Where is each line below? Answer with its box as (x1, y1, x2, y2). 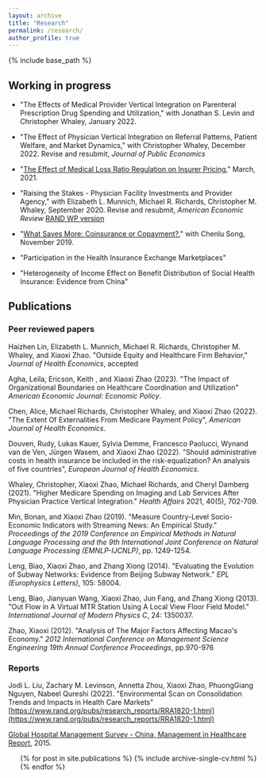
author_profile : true (8, 33, 80, 42)
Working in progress (8, 79, 111, 92)
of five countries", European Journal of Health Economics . (8, 464, 200, 473)
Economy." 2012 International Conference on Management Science (8, 634, 229, 644)
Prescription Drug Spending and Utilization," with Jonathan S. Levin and (19, 108, 255, 118)
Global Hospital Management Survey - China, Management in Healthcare (8, 729, 247, 740)
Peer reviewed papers (8, 324, 95, 335)
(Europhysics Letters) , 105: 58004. (8, 578, 121, 587)
